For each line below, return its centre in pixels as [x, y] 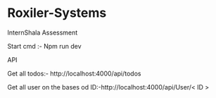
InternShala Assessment [43, 32]
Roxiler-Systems [57, 13]
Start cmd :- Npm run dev [45, 46]
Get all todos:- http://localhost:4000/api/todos [74, 73]
